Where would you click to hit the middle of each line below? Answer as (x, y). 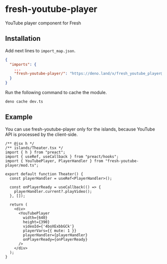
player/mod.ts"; (22, 165)
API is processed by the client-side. (42, 134)
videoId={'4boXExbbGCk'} (49, 226)
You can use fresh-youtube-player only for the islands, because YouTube (80, 129)
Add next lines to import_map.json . (41, 50)
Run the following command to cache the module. (56, 92)
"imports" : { (23, 64)
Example (19, 117)
